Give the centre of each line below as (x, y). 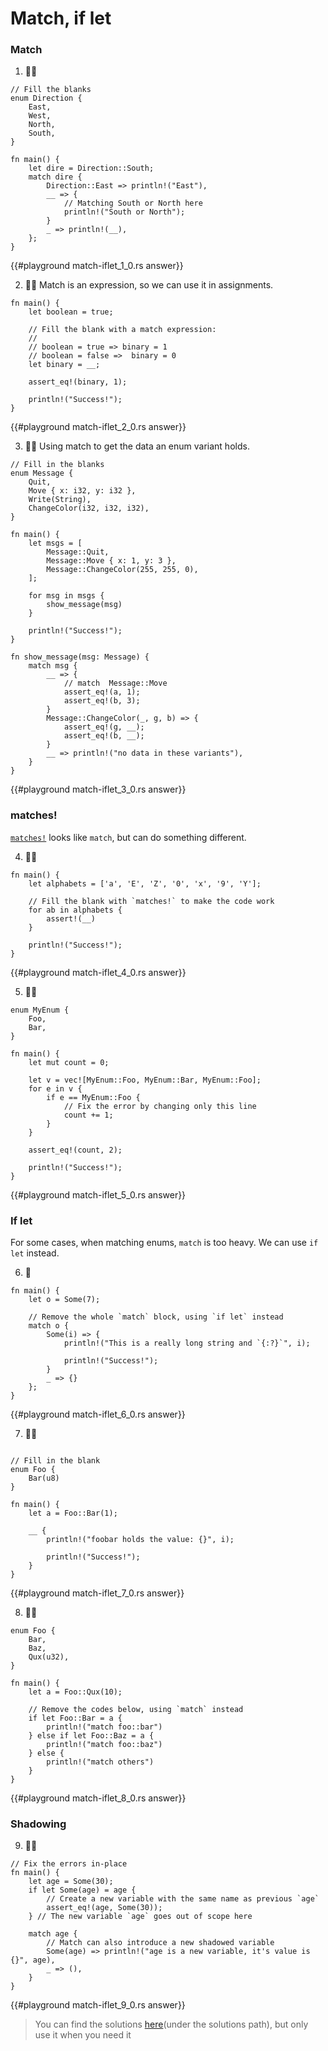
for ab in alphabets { (75, 910)
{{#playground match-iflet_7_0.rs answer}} (97, 1593)
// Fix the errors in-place (69, 1864)
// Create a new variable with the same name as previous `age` (183, 1899)
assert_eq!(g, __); (104, 727)
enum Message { (42, 473)
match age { (53, 1934)
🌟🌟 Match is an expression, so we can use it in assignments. (149, 285)
